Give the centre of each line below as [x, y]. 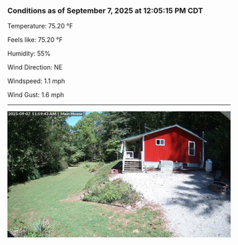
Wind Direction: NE [35, 67]
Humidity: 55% [29, 54]
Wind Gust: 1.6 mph [36, 95]
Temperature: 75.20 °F [40, 26]
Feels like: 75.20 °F [35, 40]
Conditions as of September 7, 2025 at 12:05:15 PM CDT [105, 11]
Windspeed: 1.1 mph [36, 81]
